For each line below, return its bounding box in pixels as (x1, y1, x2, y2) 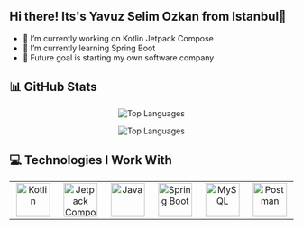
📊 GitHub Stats (9, 79, 97, 95)
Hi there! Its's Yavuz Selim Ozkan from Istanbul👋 (9, 9, 287, 24)
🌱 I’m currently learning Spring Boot (22, 42, 156, 53)
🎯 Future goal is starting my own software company (22, 51, 215, 63)
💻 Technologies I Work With (9, 152, 173, 168)
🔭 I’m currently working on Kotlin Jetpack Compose (22, 32, 215, 43)
